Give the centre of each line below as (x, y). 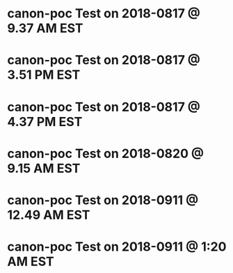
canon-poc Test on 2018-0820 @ (105, 154)
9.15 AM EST (44, 168)
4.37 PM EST (45, 122)
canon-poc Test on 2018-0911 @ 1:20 (117, 247)
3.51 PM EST (44, 75)
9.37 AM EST (45, 28)
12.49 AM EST (49, 215)
